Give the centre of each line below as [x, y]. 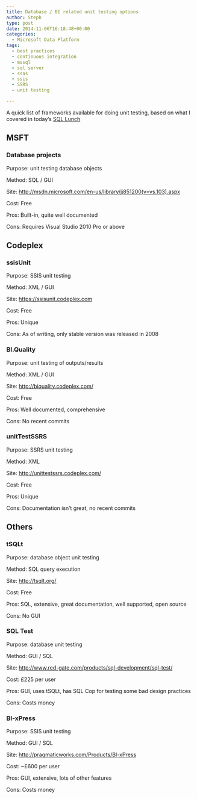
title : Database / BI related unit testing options [72, 12]
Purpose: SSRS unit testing [40, 450]
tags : [13, 46]
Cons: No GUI [23, 615]
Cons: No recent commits [38, 421]
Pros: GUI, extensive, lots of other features [59, 778]
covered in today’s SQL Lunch [43, 119]
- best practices [33, 51]
